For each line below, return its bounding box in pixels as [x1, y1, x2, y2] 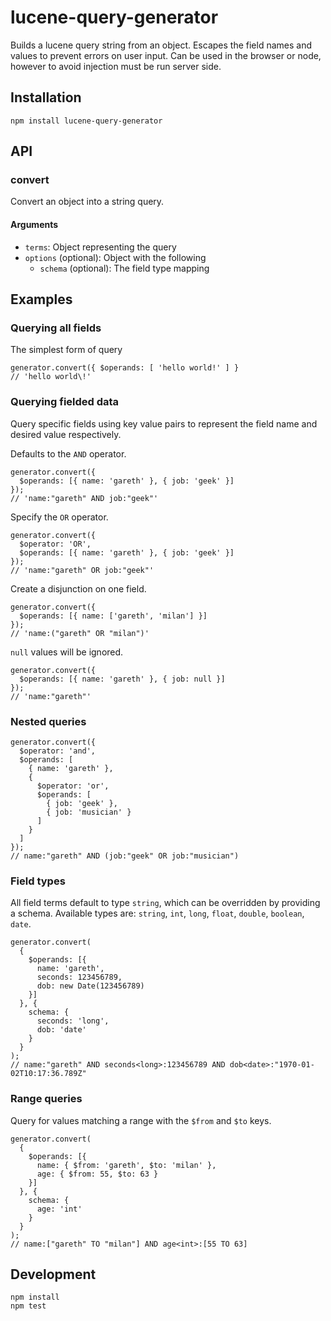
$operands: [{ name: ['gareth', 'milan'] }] [19, 611, 208, 621]
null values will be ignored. [10, 646, 124, 658]
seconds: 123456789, [36, 972, 123, 983]
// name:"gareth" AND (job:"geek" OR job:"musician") [10, 851, 240, 861]
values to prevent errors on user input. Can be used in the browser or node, [10, 49, 322, 61]
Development [10, 1266, 97, 1283]
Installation [10, 89, 82, 106]
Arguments [10, 219, 59, 231]
